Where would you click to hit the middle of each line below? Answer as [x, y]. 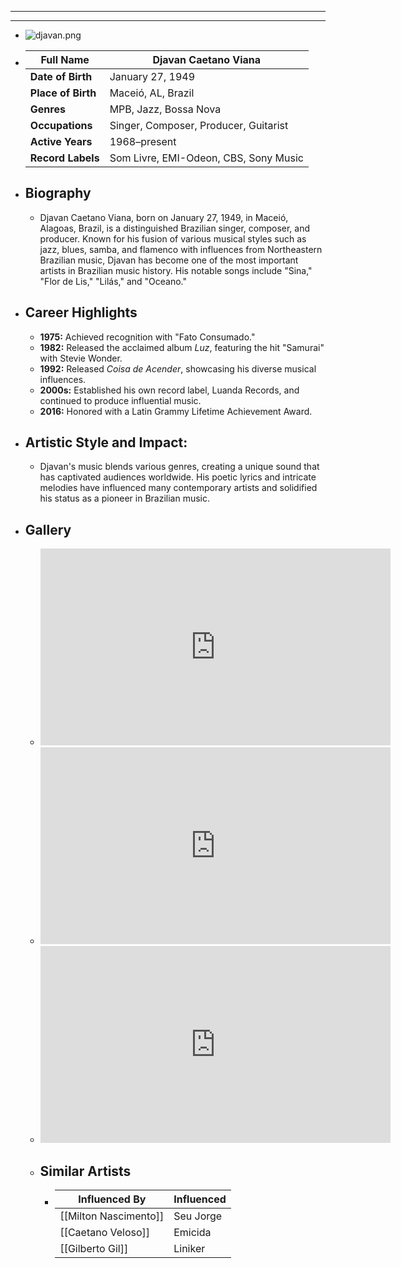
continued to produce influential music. [120, 400]
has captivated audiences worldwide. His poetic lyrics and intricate [178, 477]
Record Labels [64, 158]
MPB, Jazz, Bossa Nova [165, 109]
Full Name [65, 59]
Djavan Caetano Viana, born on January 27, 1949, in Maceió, [164, 217]
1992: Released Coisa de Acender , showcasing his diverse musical [178, 368]
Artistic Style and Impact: [106, 442]
